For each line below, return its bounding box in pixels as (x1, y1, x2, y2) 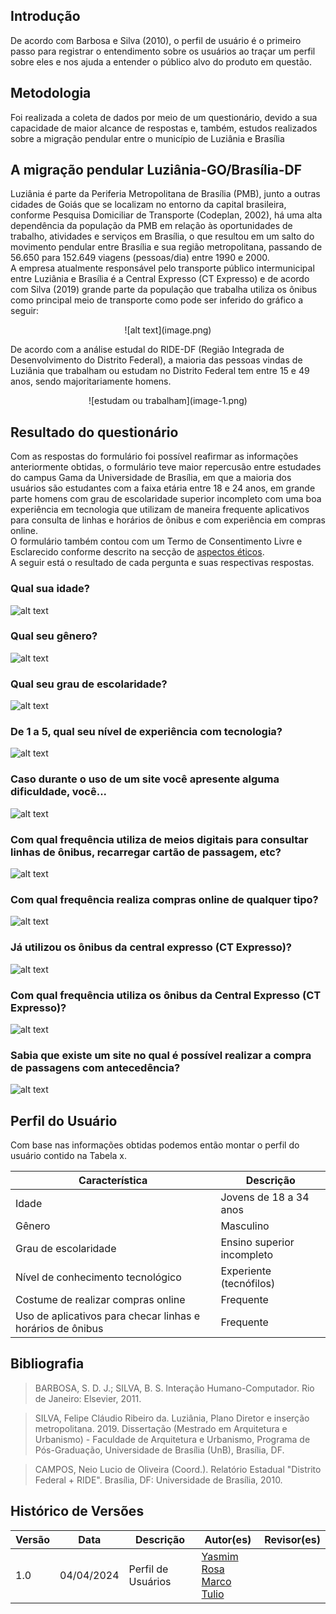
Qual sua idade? (10, 582, 90, 596)
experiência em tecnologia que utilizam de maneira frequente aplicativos (10, 504, 310, 516)
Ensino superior (220, 1235, 295, 1249)
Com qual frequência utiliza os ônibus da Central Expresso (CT (10, 988, 322, 1002)
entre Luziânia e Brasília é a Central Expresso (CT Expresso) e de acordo (10, 273, 310, 285)
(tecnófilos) (220, 1277, 276, 1291)
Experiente (220, 1264, 272, 1278)
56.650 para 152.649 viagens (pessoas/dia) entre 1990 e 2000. (10, 252, 270, 264)
